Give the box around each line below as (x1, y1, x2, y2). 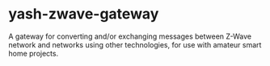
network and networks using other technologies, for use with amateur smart (8, 39, 262, 49)
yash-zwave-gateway (8, 5, 159, 23)
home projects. (8, 48, 59, 58)
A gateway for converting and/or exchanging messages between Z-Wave (8, 31, 252, 41)
